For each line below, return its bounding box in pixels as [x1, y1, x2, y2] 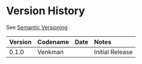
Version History [6, 4, 85, 18]
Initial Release [94, 47, 133, 56]
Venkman [37, 47, 64, 56]
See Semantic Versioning [6, 24, 68, 31]
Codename [37, 37, 70, 46]
